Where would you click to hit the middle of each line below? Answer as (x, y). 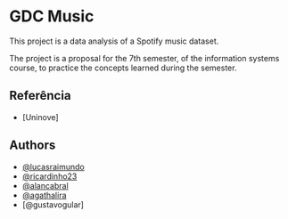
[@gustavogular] (53, 204)
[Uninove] (41, 117)
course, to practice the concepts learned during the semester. (123, 68)
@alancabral (45, 185)
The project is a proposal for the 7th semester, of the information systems (144, 58)
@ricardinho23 (49, 176)
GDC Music (52, 16)
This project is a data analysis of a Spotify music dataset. (114, 41)
